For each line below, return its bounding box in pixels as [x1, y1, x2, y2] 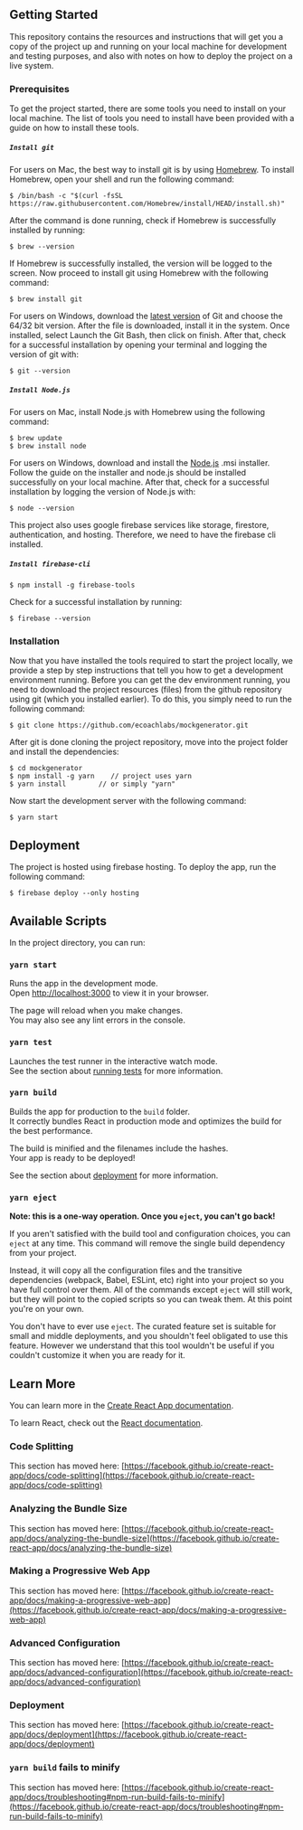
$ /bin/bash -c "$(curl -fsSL [9, 192, 124, 201]
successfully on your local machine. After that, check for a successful [9, 476, 270, 487]
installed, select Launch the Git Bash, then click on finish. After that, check [9, 330, 287, 341]
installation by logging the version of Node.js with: [9, 486, 196, 497]
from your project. [9, 1248, 77, 1259]
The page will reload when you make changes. [9, 1005, 184, 1016]
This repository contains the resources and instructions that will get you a [9, 31, 283, 42]
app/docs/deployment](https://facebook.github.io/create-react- [9, 1729, 247, 1740]
